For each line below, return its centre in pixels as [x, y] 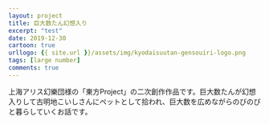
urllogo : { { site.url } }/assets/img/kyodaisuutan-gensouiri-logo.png [127, 53]
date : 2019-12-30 [37, 38]
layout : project [35, 16]
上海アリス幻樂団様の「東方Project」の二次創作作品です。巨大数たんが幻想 [132, 91]
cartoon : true [32, 46]
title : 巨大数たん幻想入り [48, 23]
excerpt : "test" [35, 30]
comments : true [34, 68]
